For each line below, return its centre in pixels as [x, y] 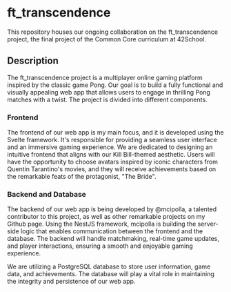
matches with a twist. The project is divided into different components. [108, 99]
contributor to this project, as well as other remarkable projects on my [106, 217]
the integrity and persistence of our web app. [71, 282]
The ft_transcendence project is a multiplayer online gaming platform [105, 77]
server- [208, 224]
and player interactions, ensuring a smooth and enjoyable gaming [100, 246]
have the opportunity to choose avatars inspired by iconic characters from [113, 162]
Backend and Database [47, 194]
